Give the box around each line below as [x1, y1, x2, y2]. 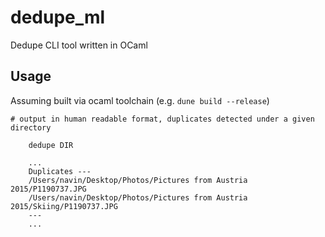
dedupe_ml [10, 6, 106, 29]
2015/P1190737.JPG [10, 184, 87, 194]
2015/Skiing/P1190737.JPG [10, 201, 118, 211]
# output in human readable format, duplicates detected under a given [10, 114, 315, 124]
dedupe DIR [28, 140, 74, 150]
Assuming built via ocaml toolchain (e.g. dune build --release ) [10, 94, 270, 106]
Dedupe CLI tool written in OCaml [10, 39, 148, 51]
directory [10, 122, 52, 133]
